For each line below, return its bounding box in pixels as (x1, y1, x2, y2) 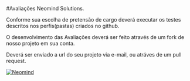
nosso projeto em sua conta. (6, 40, 75, 47)
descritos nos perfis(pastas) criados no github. (6, 23, 120, 29)
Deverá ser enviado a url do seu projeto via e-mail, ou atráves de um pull (6, 51, 182, 58)
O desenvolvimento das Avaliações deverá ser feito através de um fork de (6, 34, 185, 40)
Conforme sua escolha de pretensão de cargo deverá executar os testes (6, 16, 181, 23)
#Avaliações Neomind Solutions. (6, 5, 84, 12)
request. (6, 58, 26, 64)
